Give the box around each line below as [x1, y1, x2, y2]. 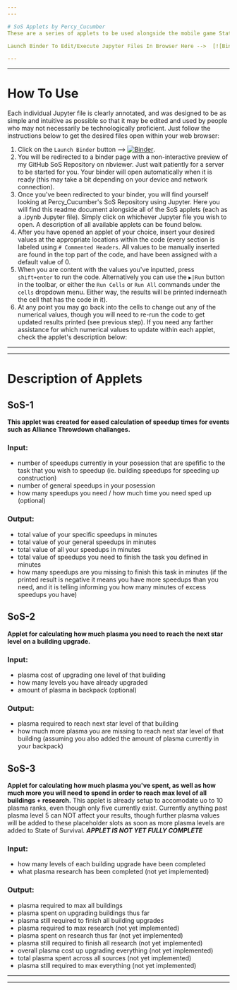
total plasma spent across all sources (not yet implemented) [17, 953, 192, 962]
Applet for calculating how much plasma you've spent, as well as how [7, 782, 217, 789]
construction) [17, 474, 57, 483]
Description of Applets [7, 371, 143, 387]
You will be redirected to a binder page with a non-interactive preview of [17, 153, 229, 161]
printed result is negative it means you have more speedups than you [17, 575, 219, 584]
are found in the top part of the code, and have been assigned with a [17, 250, 217, 259]
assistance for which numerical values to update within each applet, [17, 326, 216, 334]
